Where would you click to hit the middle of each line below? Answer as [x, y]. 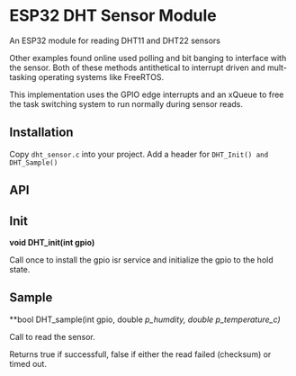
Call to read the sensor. [53, 336]
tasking [23, 76]
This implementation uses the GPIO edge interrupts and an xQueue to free [147, 94]
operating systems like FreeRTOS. [101, 76]
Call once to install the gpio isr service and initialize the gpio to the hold [141, 260]
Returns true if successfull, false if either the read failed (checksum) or [140, 354]
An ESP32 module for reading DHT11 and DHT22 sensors [115, 40]
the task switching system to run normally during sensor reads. [126, 103]
